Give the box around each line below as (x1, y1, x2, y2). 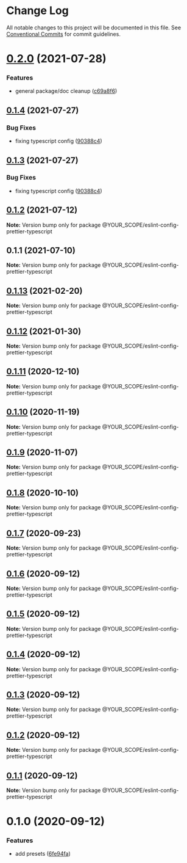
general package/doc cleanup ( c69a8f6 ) (15, 87, 118, 95)
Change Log (6, 4, 69, 18)
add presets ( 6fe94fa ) (15, 850, 71, 858)
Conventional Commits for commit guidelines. (6, 30, 121, 37)
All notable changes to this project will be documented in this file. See (6, 24, 182, 31)
